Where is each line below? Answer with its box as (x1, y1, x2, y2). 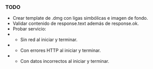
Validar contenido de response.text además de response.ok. (12, 20, 139, 26)
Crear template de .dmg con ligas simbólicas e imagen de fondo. (12, 15, 148, 21)
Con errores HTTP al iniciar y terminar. (20, 47, 101, 54)
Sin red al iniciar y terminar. (20, 37, 78, 43)
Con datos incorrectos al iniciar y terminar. (20, 58, 109, 64)
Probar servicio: (12, 26, 47, 32)
